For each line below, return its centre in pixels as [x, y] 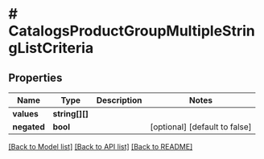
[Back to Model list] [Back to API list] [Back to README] [101, 147]
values [25, 114]
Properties [35, 77]
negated [29, 127]
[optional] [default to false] [201, 127]
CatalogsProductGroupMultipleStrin [132, 31]
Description [119, 100]
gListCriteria [51, 48]
